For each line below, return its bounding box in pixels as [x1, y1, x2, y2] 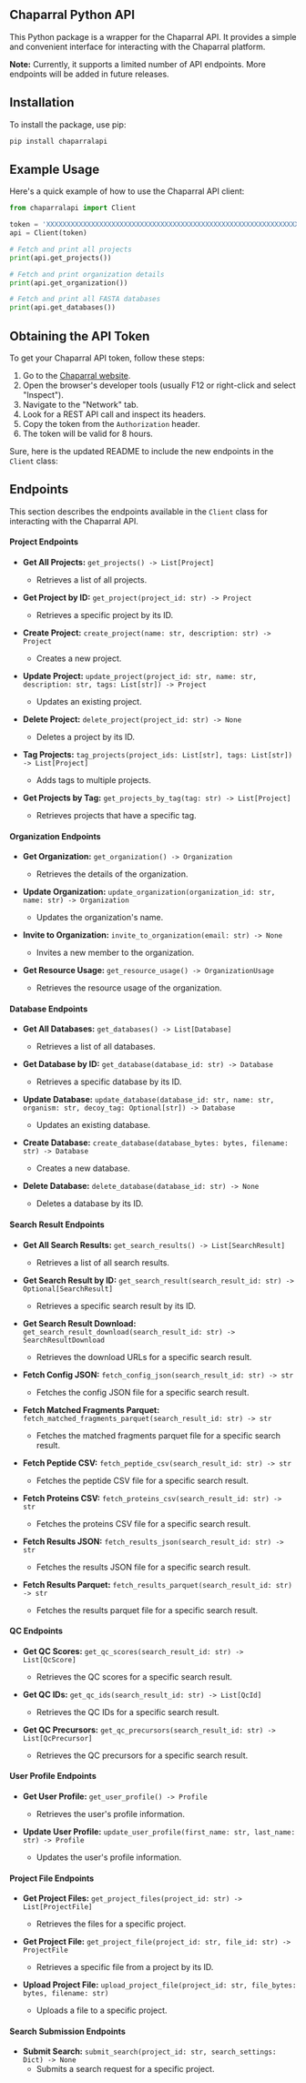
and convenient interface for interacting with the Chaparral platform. [9, 41, 266, 52]
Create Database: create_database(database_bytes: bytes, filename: [22, 1137, 289, 1148]
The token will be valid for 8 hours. [22, 428, 153, 439]
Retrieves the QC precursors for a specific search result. [36, 1750, 249, 1761]
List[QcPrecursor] [22, 1733, 93, 1743]
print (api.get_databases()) [9, 303, 117, 312]
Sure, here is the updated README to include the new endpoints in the [9, 446, 274, 456]
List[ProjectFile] [22, 1903, 93, 1912]
